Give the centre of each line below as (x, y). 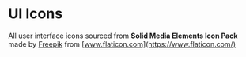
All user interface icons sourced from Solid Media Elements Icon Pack (123, 36)
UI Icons (36, 14)
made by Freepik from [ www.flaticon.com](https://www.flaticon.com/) (122, 44)
